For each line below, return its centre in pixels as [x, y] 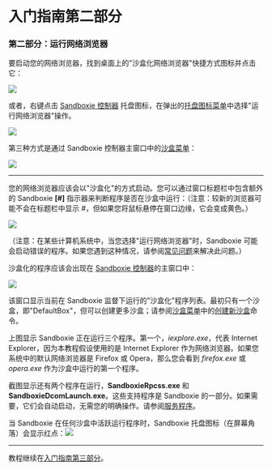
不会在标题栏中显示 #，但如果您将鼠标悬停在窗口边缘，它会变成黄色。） [134, 208]
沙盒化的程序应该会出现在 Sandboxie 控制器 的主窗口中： [102, 268]
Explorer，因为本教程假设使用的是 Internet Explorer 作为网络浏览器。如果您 [134, 348]
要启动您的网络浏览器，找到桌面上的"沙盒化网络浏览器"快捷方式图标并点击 [132, 63]
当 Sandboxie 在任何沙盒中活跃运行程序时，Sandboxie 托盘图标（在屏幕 [128, 423]
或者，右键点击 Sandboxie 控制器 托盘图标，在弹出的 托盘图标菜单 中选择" [130, 105]
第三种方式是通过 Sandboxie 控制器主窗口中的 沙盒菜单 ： [102, 148]
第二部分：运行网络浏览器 [58, 44]
